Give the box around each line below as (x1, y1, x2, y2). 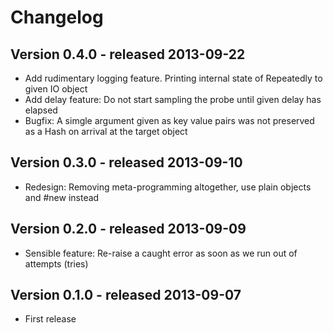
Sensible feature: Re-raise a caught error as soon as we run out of (24, 247, 298, 259)
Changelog (10, 6, 104, 29)
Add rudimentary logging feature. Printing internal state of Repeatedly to (24, 72, 323, 84)
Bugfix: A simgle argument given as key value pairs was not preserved (24, 115, 315, 126)
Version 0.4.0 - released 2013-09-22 (10, 46, 246, 63)
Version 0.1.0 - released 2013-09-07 (10, 287, 242, 304)
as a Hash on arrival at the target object (24, 126, 188, 137)
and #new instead (24, 191, 100, 203)
